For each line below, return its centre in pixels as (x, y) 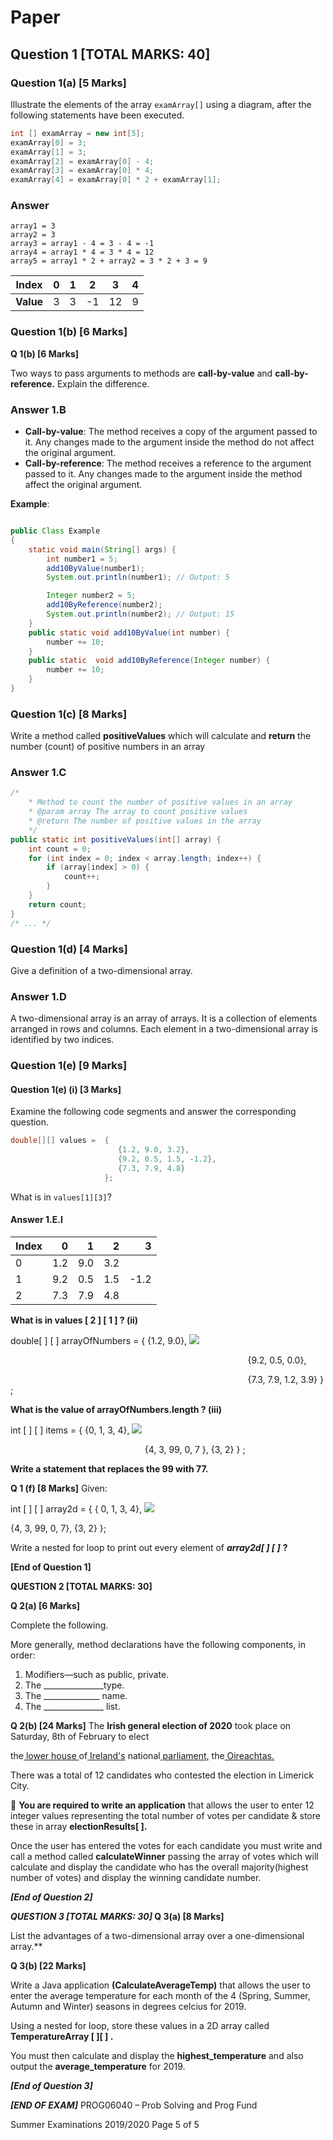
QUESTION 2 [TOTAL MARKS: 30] (81, 1586)
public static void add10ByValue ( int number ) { (129, 632)
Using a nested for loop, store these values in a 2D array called (140, 2025)
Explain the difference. (103, 383)
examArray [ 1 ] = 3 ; (48, 152)
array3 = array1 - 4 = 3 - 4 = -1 (82, 244)
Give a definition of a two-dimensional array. (101, 970)
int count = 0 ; (60, 849)
